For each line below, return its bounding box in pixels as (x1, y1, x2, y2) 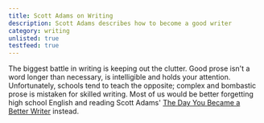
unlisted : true (8, 34, 60, 43)
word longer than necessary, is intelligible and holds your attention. (8, 72, 231, 82)
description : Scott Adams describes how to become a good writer (8, 19, 232, 27)
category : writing (8, 27, 70, 35)
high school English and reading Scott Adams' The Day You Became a (8, 98, 241, 108)
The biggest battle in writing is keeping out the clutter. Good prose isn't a (8, 64, 250, 73)
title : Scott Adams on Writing (8, 11, 113, 20)
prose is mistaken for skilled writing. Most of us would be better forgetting (8, 89, 254, 99)
